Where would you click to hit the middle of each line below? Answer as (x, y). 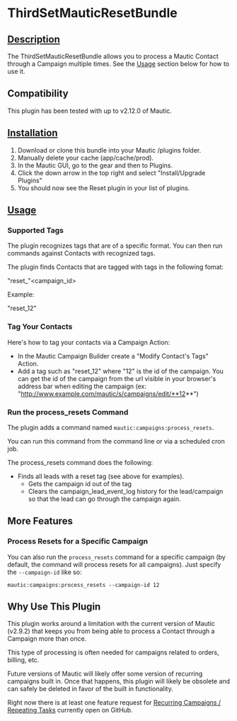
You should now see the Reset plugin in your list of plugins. (104, 188)
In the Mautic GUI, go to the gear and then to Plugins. (95, 165)
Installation (33, 133)
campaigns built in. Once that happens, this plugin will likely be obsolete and (119, 681)
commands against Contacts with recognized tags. (81, 253)
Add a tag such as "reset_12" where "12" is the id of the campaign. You (121, 371)
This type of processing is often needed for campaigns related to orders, (113, 653)
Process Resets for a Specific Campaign (78, 541)
